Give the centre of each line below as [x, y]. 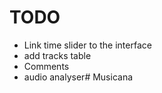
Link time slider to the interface [87, 45]
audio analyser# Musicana [78, 77]
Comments [46, 66]
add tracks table [57, 55]
